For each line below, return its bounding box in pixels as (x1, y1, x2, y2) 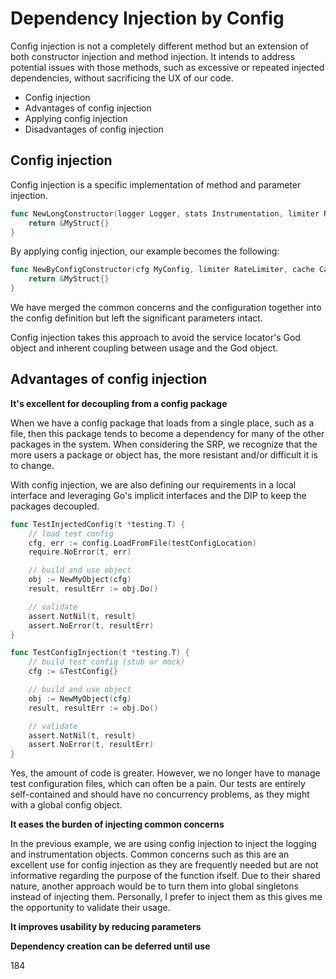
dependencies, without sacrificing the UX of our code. (10, 72, 234, 84)
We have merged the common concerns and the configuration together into (10, 302, 322, 313)
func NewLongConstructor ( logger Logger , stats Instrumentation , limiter (10, 208, 320, 219)
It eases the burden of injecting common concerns (10, 818, 225, 831)
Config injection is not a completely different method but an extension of (10, 40, 309, 52)
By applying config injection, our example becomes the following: (10, 245, 280, 257)
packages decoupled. (10, 500, 100, 512)
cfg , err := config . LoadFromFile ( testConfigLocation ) (28, 538, 257, 548)
